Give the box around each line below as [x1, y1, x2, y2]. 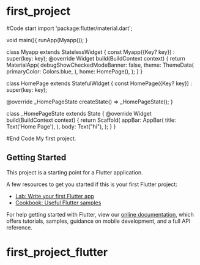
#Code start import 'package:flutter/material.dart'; [6, 24, 133, 32]
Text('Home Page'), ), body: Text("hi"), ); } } [6, 122, 116, 130]
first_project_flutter [6, 245, 108, 259]
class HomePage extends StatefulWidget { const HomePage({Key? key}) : [6, 80, 193, 87]
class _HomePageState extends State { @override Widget [6, 110, 152, 117]
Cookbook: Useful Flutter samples [15, 199, 102, 206]
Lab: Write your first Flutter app [15, 192, 95, 200]
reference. [6, 223, 32, 231]
